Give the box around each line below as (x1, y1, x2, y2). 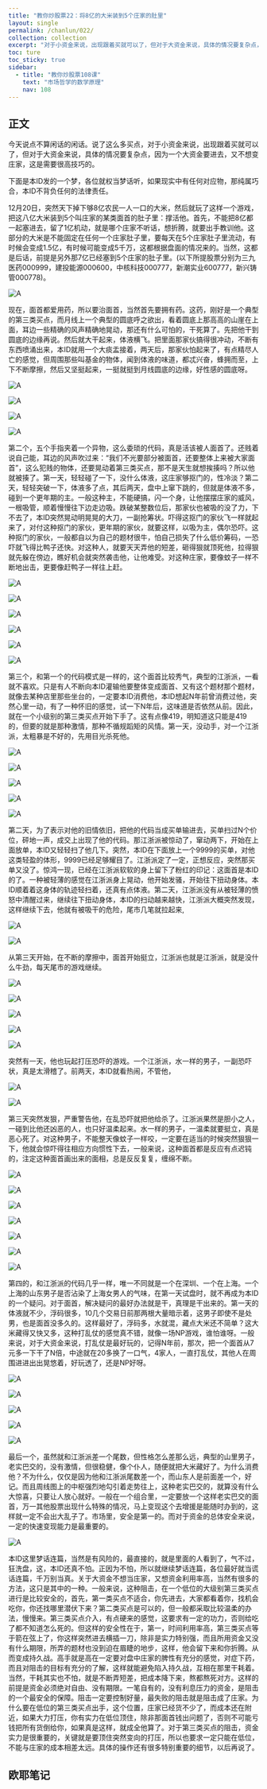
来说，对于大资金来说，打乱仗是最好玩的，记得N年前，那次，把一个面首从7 (8, 1338, 254, 1348)
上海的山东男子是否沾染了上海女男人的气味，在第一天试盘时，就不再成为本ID (8, 1289, 259, 1298)
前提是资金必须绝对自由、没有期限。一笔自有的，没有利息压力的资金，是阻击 (8, 1683, 259, 1693)
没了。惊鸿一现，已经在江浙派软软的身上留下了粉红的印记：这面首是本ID (21, 865, 259, 875)
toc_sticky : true (8, 56, 66, 64)
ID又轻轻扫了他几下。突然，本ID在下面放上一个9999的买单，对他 (42, 845, 256, 855)
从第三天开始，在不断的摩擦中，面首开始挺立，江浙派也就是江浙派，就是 (8, 953, 245, 962)
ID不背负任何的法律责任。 (29, 186, 113, 196)
